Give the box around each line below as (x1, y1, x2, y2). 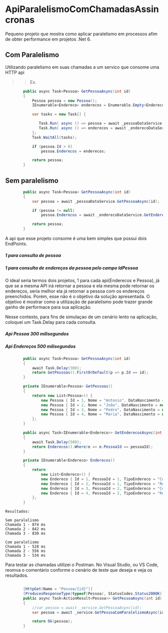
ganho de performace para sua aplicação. (5, 304, 91, 310)
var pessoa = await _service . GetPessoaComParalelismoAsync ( (31, 610, 160, 615)
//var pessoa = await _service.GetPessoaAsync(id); (31, 605, 142, 610)
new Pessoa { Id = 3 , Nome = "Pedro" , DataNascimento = (40, 407, 160, 412)
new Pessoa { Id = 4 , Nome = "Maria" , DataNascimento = (40, 412, 160, 417)
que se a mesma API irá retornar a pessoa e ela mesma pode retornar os (5, 283, 155, 289)
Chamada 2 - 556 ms (5, 549, 46, 554)
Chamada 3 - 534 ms (5, 553, 46, 558)
